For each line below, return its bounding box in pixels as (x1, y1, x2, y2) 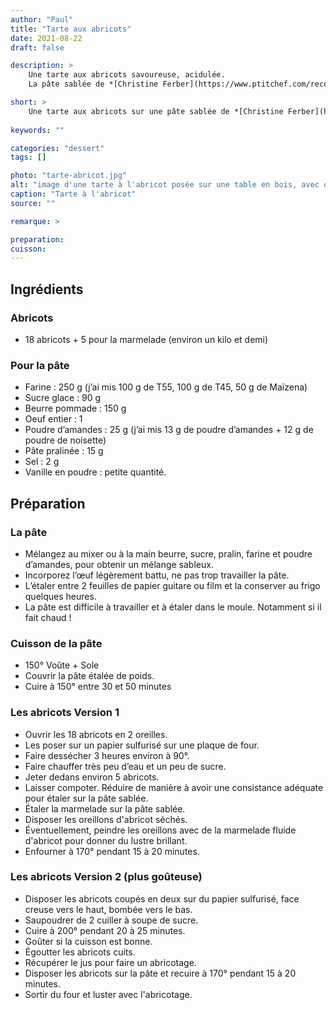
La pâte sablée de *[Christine (28, 79, 159, 90)
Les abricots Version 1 (10, 706, 120, 720)
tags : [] (10, 152, 47, 163)
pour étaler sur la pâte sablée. (24, 792, 149, 804)
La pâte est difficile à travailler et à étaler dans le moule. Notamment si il (24, 601, 322, 613)
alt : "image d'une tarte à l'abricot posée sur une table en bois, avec (10, 180, 320, 190)
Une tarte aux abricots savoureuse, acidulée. (28, 70, 226, 80)
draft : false (10, 42, 65, 53)
